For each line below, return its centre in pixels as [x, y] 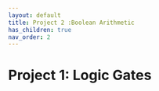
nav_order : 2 [29, 37]
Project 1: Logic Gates [80, 75]
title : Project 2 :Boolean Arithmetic [71, 23]
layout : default [34, 15]
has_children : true [40, 30]
